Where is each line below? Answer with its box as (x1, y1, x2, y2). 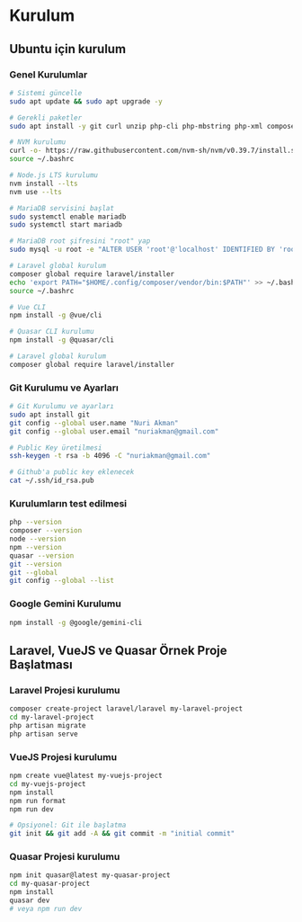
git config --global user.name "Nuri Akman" (9, 418, 179, 427)
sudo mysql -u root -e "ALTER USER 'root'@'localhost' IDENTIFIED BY (9, 245, 276, 255)
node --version (9, 534, 67, 544)
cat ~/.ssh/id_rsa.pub (9, 476, 94, 486)
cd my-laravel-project (9, 712, 94, 722)
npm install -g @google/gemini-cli (9, 618, 143, 627)
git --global (9, 568, 58, 577)
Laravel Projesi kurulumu (9, 684, 120, 696)
